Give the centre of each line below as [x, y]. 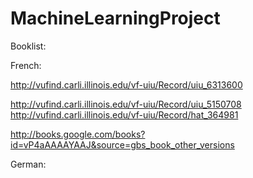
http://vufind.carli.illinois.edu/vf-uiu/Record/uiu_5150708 [126, 104]
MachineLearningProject [115, 18]
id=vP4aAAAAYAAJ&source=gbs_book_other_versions [122, 144]
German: [28, 164]
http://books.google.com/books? [78, 134]
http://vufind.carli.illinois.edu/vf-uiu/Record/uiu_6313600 [126, 84]
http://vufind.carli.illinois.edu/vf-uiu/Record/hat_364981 [124, 114]
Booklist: [28, 46]
